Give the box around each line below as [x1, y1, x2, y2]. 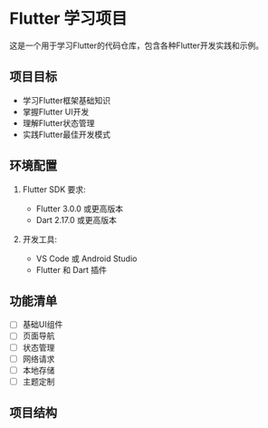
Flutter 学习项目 [9, 8, 129, 29]
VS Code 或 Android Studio [35, 253, 138, 264]
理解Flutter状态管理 [22, 117, 95, 128]
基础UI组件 [22, 319, 63, 330]
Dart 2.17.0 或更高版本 [35, 214, 118, 225]
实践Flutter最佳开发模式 [22, 129, 111, 140]
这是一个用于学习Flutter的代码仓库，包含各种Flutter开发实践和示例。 [9, 40, 264, 51]
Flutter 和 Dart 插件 [35, 264, 107, 275]
